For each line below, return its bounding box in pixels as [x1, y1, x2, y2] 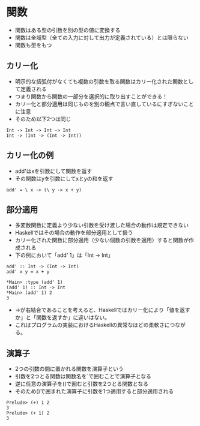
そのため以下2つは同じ [14, 115, 71, 122]
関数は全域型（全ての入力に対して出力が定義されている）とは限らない [14, 34, 189, 41]
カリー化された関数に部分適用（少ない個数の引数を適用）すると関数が [14, 236, 189, 244]
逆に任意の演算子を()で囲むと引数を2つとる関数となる [14, 380, 149, 388]
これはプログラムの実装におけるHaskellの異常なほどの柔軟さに [14, 322, 170, 329]
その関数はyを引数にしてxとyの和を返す [14, 175, 114, 182]
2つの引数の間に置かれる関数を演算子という [14, 365, 124, 373]
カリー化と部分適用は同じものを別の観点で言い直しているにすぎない [14, 100, 184, 107]
